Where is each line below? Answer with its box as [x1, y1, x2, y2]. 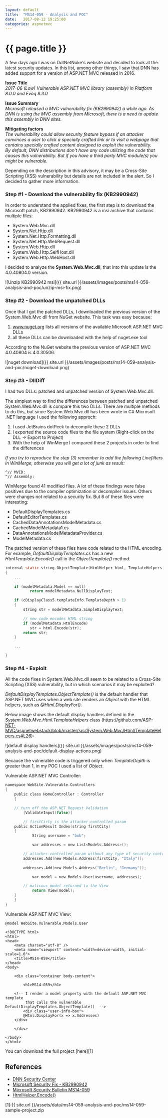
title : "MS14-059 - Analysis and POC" [5, 12, 88, 17]
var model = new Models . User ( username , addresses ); [31, 874, 142, 879]
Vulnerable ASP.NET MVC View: [5, 911, 71, 917]
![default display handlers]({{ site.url [5, 743, 80, 749]
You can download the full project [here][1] [5, 1048, 93, 1054]
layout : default [5, 7, 39, 13]
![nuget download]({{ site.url [5, 359, 64, 365]
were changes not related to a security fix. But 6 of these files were [5, 494, 144, 500]
